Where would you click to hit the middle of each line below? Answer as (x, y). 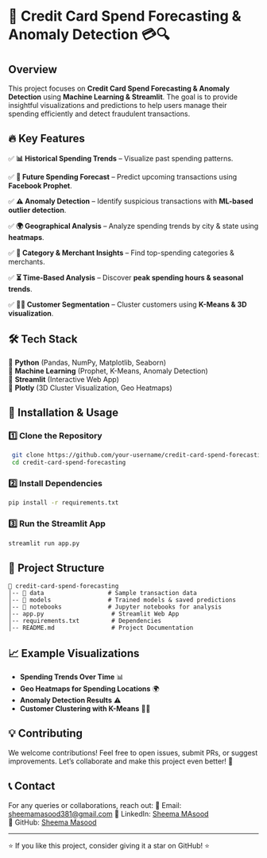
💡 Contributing (46, 734)
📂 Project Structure (56, 568)
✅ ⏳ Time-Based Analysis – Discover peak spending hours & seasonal (126, 277)
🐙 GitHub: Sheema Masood (52, 822)
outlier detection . (37, 210)
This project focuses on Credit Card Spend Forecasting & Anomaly (119, 88)
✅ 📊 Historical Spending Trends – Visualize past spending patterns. (121, 158)
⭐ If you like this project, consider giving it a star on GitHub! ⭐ (109, 845)
